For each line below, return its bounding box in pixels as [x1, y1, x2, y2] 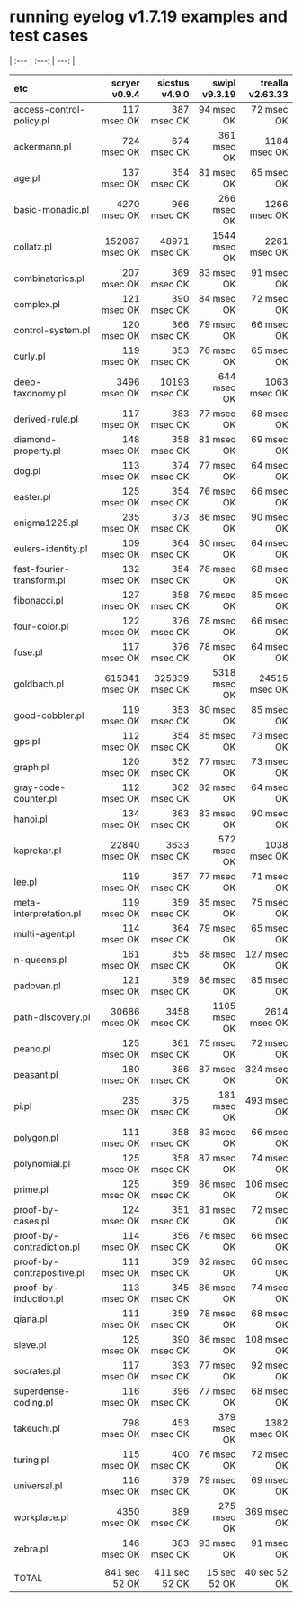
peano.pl [13, 1042, 51, 1055]
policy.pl [13, 114, 49, 127]
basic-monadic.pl [13, 203, 90, 215]
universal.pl [13, 1479, 63, 1492]
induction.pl [13, 1292, 64, 1305]
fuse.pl [13, 646, 43, 659]
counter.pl [13, 792, 58, 805]
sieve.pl [13, 1338, 47, 1351]
